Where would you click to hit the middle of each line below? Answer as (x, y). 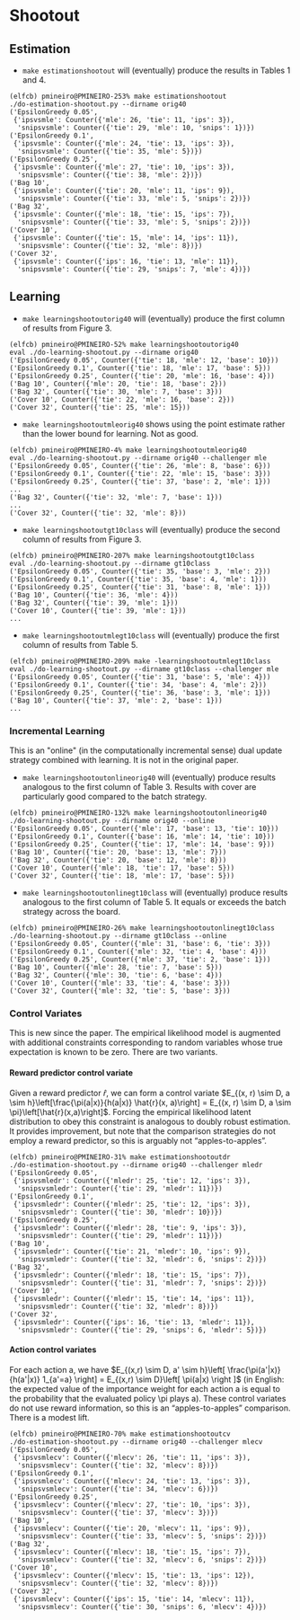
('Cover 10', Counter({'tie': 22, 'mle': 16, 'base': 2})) (122, 399)
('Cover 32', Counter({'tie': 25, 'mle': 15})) (100, 407)
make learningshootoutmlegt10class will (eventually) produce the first (151, 635)
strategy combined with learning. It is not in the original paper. (124, 760)
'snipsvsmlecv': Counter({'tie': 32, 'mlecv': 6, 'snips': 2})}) (142, 1560)
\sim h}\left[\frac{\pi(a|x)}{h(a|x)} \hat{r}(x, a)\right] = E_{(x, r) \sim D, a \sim (150, 1102)
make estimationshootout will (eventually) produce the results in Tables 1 (156, 70)
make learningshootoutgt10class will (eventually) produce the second (151, 529)
